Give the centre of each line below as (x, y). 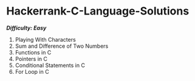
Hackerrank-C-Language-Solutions (98, 11)
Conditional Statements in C (50, 65)
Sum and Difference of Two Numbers (62, 46)
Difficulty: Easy (26, 28)
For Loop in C (32, 71)
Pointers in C (31, 59)
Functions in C (33, 52)
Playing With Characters (45, 39)
